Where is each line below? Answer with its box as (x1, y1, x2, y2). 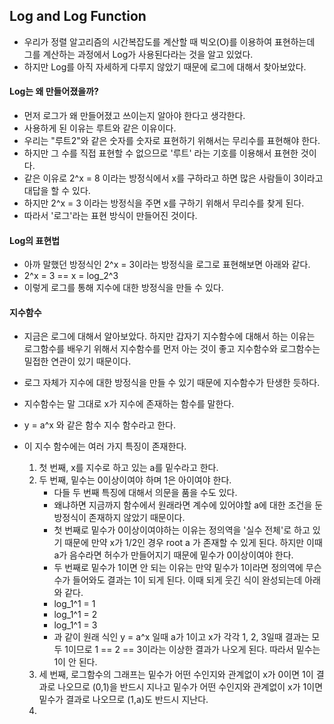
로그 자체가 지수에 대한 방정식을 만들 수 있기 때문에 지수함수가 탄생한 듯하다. (23, 377, 321, 389)
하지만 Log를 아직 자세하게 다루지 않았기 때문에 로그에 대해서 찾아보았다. (23, 60, 307, 73)
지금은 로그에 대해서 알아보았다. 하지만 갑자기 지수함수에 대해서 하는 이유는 (23, 330, 316, 343)
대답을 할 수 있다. (23, 185, 91, 197)
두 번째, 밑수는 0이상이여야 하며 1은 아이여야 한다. (38, 474, 232, 486)
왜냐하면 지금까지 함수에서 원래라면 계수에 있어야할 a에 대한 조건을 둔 (53, 499, 324, 511)
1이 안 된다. (53, 656, 98, 668)
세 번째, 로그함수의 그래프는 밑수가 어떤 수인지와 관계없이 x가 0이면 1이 (38, 669, 314, 681)
